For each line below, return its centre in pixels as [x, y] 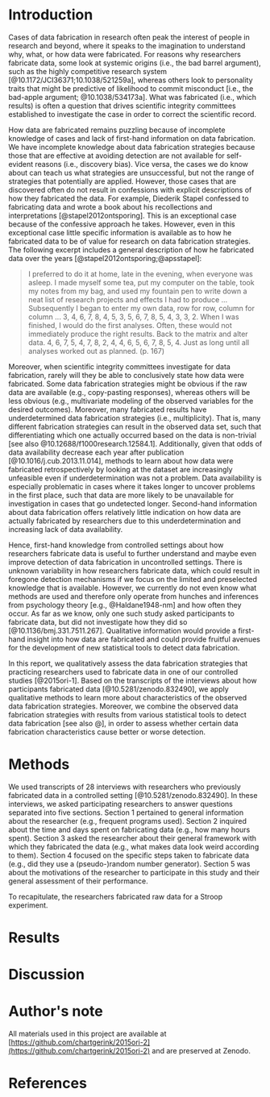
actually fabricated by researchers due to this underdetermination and [125, 521]
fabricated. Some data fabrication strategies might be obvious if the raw [128, 384]
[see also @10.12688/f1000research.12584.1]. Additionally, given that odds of [135, 443]
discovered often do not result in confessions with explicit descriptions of [130, 189]
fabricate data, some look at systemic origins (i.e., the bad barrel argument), [135, 63]
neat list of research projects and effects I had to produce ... [128, 299]
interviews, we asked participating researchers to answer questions [121, 804]
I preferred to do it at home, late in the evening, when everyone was [141, 274]
